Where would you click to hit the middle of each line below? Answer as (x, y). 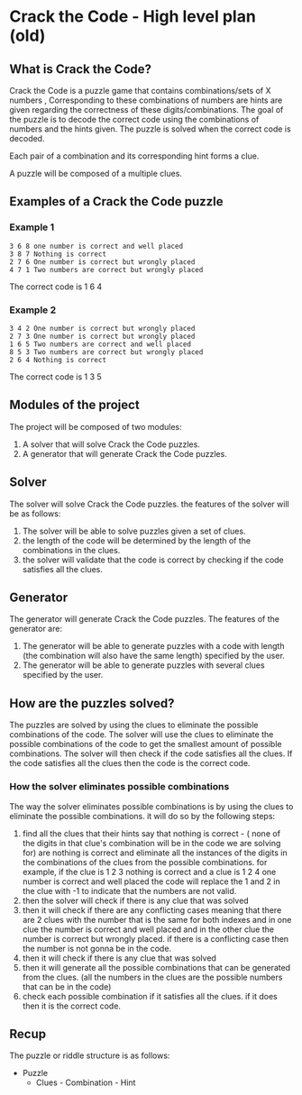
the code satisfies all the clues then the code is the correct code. (130, 763)
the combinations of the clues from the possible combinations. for (145, 862)
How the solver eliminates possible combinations (119, 787)
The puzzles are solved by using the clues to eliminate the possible (134, 725)
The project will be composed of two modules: (96, 426)
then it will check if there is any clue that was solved (119, 958)
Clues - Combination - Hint (86, 1082)
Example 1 (32, 227)
